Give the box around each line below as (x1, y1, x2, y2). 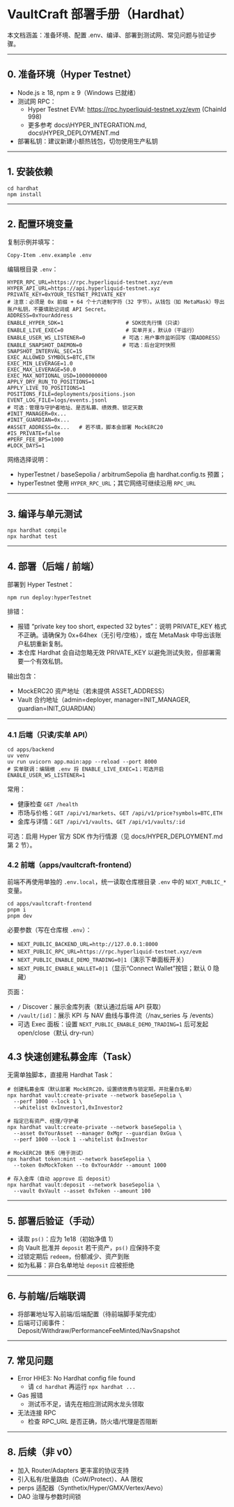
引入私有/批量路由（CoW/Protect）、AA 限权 (17, 1475, 143, 1483)
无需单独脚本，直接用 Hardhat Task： (7, 1070, 115, 1079)
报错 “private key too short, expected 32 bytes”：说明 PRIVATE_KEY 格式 (17, 623, 227, 630)
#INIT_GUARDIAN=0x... (7, 416, 70, 423)
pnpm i (7, 906, 26, 913)
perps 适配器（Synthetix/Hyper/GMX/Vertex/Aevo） (17, 1483, 167, 1492)
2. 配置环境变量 (7, 218, 73, 230)
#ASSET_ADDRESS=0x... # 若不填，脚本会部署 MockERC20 (7, 424, 164, 431)
